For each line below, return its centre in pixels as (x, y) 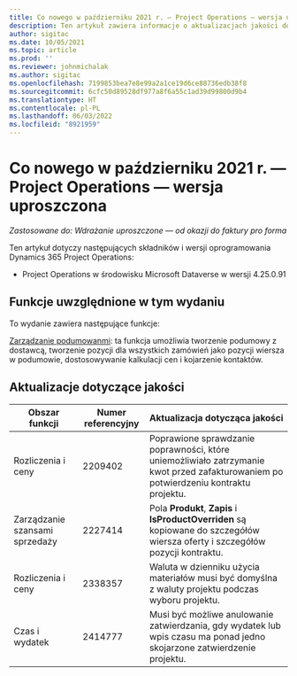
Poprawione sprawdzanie (202, 438)
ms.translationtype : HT (53, 100)
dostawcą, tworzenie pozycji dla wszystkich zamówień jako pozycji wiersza (147, 350)
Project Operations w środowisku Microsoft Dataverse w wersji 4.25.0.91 (154, 274)
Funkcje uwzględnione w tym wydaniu (117, 302)
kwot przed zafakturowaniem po (216, 471)
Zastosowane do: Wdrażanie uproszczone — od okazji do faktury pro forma (148, 230)
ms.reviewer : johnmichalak (59, 67)
